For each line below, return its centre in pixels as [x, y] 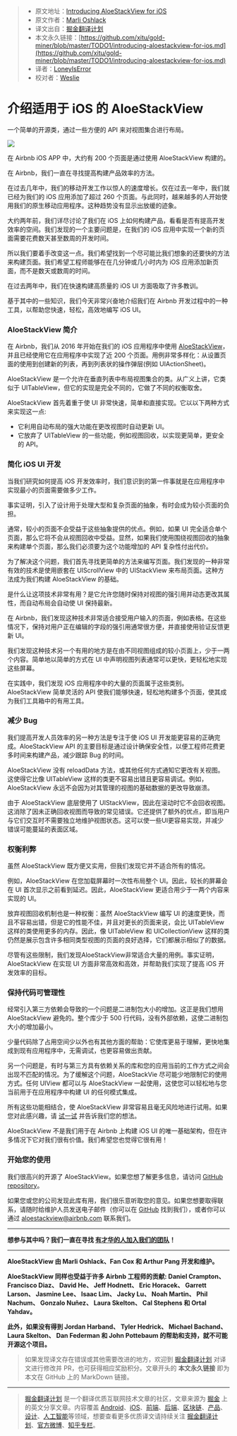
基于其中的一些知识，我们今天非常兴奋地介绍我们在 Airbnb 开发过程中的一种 [117, 301]
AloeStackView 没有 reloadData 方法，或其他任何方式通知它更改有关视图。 [116, 770]
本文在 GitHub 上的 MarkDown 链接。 [79, 1377]
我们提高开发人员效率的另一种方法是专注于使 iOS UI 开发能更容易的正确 [111, 737]
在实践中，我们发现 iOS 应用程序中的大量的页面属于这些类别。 [98, 683]
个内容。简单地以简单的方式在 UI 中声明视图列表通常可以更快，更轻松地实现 [117, 659]
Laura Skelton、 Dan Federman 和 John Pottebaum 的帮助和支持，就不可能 [117, 1335]
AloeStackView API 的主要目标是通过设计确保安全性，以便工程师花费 [119, 746]
